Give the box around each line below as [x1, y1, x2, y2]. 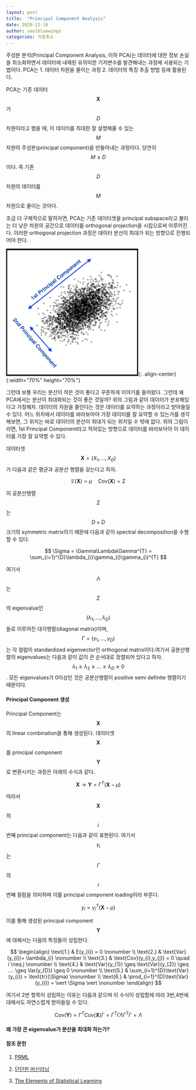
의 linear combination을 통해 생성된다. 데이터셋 [6, 729, 115, 737]
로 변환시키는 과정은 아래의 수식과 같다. [6, 768, 95, 775]
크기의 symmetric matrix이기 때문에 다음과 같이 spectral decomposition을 [6, 528, 178, 535]
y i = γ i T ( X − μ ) [81, 903, 116, 912]
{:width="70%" [6, 377, 43, 384]
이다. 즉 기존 [6, 164, 35, 171]
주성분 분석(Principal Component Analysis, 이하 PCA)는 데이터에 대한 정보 [6, 51, 178, 59]
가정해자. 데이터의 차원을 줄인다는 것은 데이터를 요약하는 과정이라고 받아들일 [16, 404, 191, 411]
